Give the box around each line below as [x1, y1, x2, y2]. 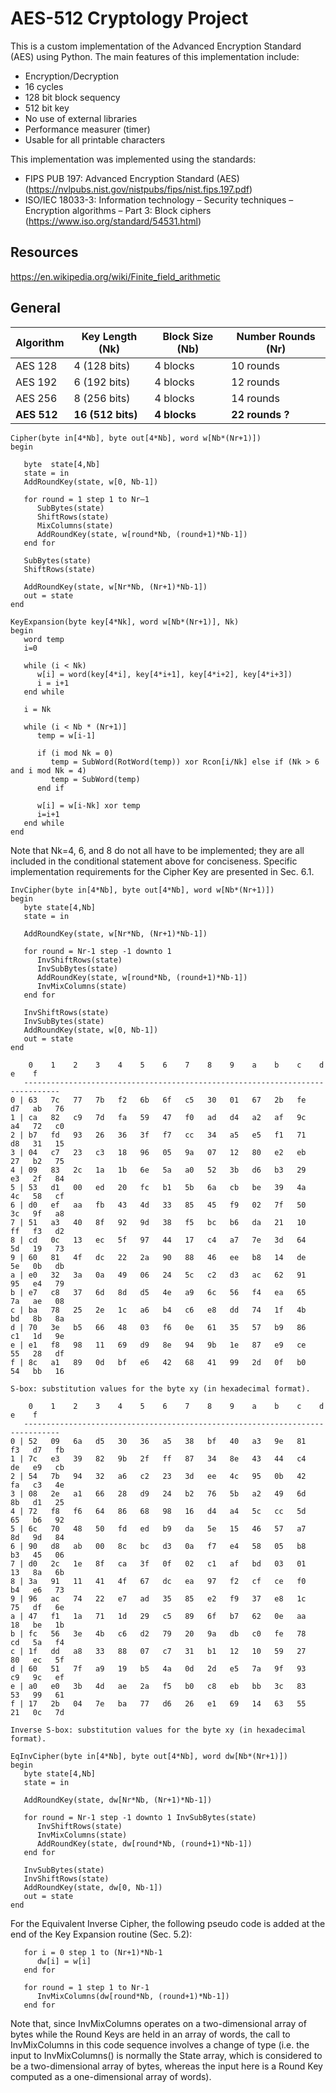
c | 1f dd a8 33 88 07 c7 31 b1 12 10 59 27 [10, 1646, 307, 1656]
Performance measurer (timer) [24, 123, 151, 135]
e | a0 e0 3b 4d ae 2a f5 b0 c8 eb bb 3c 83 [10, 1681, 307, 1691]
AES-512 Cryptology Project [10, 7, 249, 30]
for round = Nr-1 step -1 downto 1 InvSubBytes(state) [23, 1812, 257, 1822]
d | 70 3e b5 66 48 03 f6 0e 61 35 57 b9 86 [10, 1322, 307, 1332]
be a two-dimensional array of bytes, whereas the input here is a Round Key [10, 2060, 323, 2072]
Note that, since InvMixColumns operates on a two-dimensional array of [10, 2017, 307, 2029]
